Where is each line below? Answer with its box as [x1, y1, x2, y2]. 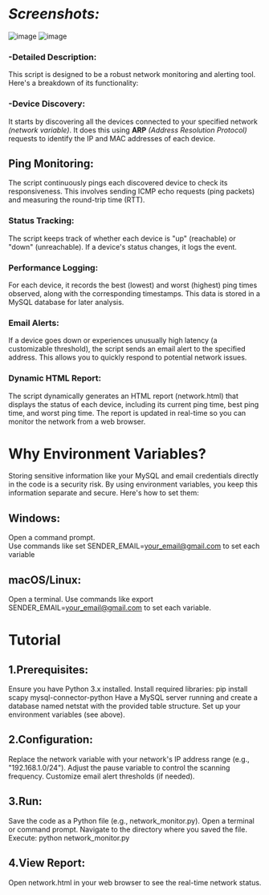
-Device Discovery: [8, 98, 86, 109]
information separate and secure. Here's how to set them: [8, 488, 199, 498]
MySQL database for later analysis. [8, 297, 124, 307]
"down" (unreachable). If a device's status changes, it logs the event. [8, 242, 237, 251]
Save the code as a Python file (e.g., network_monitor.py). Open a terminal [8, 816, 255, 825]
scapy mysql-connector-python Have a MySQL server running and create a [8, 693, 259, 702]
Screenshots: [8, 5, 100, 23]
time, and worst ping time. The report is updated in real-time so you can [8, 408, 247, 417]
